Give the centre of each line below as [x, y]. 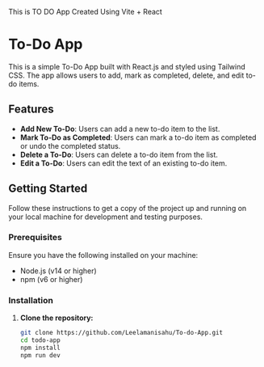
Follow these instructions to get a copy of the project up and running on [128, 208]
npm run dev [40, 355]
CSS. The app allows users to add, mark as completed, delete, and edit [126, 75]
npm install [40, 348]
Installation [31, 300]
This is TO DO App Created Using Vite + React [86, 12]
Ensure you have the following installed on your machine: [103, 255]
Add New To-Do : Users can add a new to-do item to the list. [120, 129]
